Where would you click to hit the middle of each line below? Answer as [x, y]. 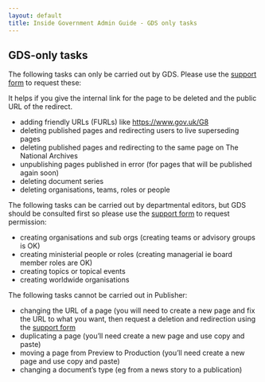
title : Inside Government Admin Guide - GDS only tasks [103, 23]
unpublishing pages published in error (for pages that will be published [136, 165]
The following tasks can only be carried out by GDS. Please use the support [132, 74]
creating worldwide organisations [74, 280]
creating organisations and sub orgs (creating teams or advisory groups [138, 238]
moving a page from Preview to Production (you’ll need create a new [132, 353]
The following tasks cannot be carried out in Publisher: [98, 295]
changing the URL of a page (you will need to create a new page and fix [137, 310]
